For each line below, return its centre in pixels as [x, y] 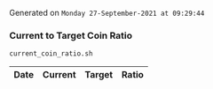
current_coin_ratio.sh [51, 54]
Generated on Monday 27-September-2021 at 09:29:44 [107, 13]
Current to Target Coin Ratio [71, 35]
